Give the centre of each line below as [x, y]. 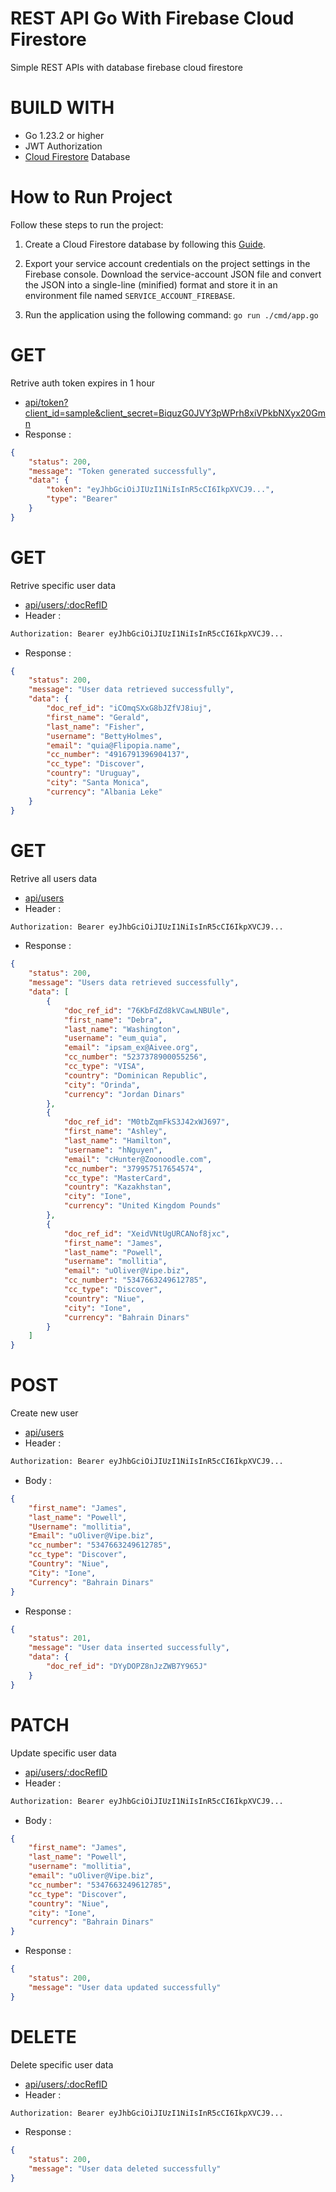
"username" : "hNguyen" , [113, 1150]
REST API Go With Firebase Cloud [152, 18]
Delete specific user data [62, 2064]
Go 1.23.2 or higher [64, 135]
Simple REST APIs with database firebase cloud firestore [126, 67]
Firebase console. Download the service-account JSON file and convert [173, 274]
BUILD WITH [62, 108]
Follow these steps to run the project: [87, 224]
